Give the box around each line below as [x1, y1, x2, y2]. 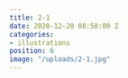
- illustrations [9, 38, 70, 48]
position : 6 [9, 47, 54, 56]
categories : [9, 30, 54, 39]
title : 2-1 [9, 13, 50, 22]
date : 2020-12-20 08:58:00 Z [9, 22, 119, 30]
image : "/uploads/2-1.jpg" [9, 55, 111, 64]
